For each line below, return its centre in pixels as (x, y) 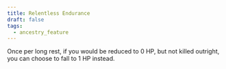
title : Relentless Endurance (49, 13)
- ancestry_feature (41, 32)
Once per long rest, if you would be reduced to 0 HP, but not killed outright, (113, 51)
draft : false (26, 20)
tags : (15, 26)
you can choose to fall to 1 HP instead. (61, 59)
